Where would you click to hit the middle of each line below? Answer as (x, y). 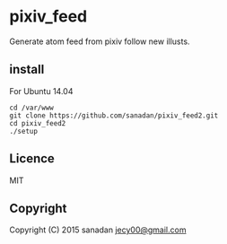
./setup (24, 131)
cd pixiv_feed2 (38, 123)
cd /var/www (31, 108)
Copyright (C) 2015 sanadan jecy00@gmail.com (98, 230)
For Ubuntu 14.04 (41, 91)
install (27, 70)
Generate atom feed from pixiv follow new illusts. (100, 41)
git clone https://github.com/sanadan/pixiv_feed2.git (114, 115)
